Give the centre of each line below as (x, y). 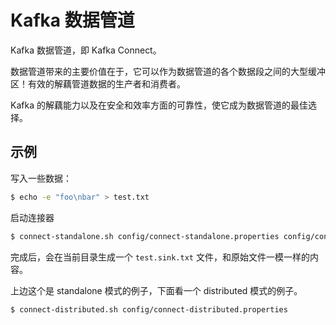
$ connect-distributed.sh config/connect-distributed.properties (149, 309)
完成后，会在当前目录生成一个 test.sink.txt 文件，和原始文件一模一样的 (160, 257)
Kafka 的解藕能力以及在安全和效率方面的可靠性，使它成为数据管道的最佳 (159, 105)
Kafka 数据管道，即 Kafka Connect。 (86, 50)
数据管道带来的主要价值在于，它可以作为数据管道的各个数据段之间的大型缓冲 (168, 71)
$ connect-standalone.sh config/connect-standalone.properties (145, 236)
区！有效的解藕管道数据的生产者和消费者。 (98, 83)
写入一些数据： (41, 178)
